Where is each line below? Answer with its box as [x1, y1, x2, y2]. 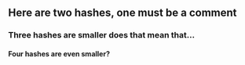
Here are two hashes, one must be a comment [8, 6, 237, 20]
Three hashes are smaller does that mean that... [8, 30, 195, 41]
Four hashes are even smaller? [8, 49, 110, 58]
